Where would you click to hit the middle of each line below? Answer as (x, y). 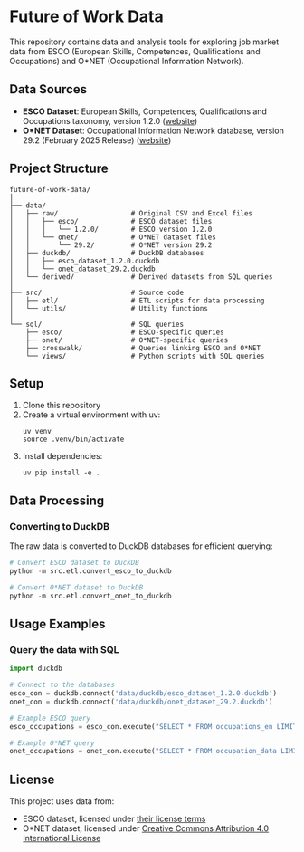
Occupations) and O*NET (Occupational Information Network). (127, 61)
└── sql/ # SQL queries (96, 324)
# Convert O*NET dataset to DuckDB (76, 587)
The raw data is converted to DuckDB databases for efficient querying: (141, 546)
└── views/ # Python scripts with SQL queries (145, 356)
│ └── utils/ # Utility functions (109, 308)
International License (62, 838)
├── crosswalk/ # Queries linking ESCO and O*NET (143, 348)
